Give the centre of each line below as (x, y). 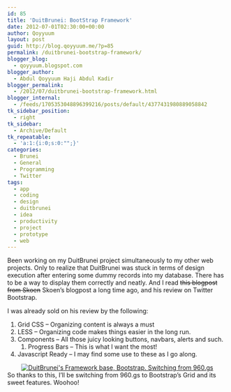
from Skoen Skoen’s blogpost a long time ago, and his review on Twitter (110, 290)
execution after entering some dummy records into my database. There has (116, 276)
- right (25, 117)
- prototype (31, 234)
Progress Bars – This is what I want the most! (92, 347)
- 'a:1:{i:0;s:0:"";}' (46, 144)
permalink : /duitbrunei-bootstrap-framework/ (74, 53)
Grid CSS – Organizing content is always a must (86, 324)
